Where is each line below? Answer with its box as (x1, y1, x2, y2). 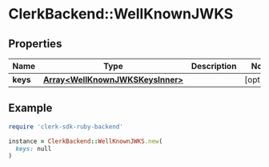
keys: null (15, 145, 52, 153)
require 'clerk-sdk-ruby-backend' (8, 122, 124, 131)
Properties (8, 37, 62, 51)
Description (191, 61, 237, 71)
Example (8, 101, 53, 115)
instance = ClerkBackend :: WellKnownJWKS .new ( (8, 137, 163, 145)
